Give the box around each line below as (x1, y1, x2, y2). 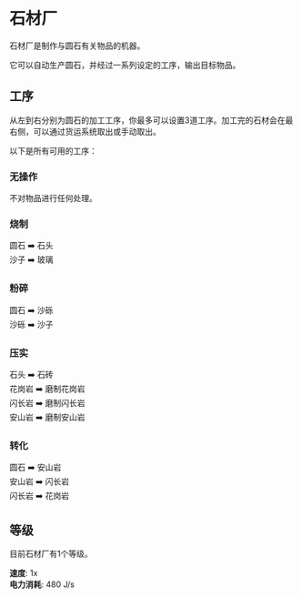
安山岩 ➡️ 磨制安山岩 (9, 411, 86, 422)
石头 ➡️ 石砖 (9, 369, 54, 380)
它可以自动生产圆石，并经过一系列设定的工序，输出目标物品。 (9, 59, 241, 70)
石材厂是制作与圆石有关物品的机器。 (9, 40, 146, 51)
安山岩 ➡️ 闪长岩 (9, 476, 70, 487)
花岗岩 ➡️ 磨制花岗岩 (9, 383, 86, 394)
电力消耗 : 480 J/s (9, 579, 75, 590)
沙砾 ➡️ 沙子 (9, 319, 54, 329)
